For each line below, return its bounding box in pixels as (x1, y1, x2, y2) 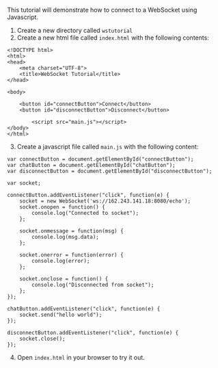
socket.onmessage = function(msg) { (19, 228, 124, 235)
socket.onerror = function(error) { (19, 252, 124, 259)
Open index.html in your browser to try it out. (16, 354, 145, 361)
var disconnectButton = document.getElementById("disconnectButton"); (7, 168, 213, 174)
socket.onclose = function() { (19, 276, 109, 282)
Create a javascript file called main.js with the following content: (16, 143, 199, 150)
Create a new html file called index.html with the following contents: (16, 34, 210, 42)
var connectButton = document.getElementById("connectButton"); (7, 156, 194, 163)
